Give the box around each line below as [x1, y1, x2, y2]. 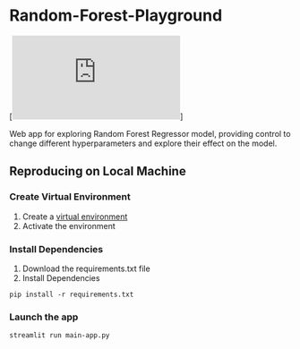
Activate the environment [21, 220, 116, 231]
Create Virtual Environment [9, 191, 132, 203]
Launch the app [9, 311, 79, 323]
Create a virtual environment [21, 211, 128, 222]
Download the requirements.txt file [21, 263, 150, 274]
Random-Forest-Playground [9, 5, 223, 26]
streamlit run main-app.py [9, 331, 110, 340]
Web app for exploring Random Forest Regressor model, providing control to [9, 128, 291, 139]
